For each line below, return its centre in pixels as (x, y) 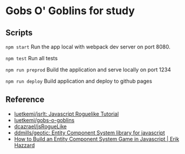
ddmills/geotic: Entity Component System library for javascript (90, 132)
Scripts (19, 33)
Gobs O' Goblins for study (70, 11)
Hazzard (24, 145)
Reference (25, 99)
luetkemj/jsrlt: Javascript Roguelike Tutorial (66, 114)
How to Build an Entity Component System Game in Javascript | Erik (97, 139)
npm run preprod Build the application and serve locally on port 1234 (88, 70)
